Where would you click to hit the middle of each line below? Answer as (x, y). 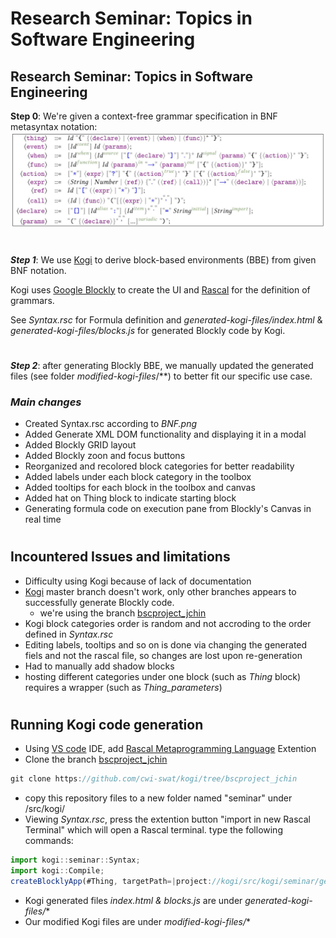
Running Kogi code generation (107, 725)
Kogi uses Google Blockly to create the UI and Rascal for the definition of (160, 289)
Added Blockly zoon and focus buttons (105, 456)
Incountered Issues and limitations (120, 557)
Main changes (46, 402)
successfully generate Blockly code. (99, 602)
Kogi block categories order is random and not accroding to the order (168, 623)
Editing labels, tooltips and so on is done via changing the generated (166, 644)
